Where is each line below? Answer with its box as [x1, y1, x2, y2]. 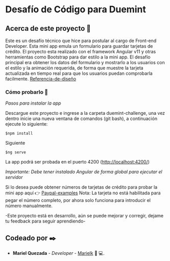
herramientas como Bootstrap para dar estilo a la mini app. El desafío [5, 54, 151, 60]
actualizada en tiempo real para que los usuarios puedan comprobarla [5, 70, 153, 76]
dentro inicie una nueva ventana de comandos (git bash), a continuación [5, 115, 157, 122]
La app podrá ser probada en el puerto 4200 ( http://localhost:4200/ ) [5, 159, 150, 165]
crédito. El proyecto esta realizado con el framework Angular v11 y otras [5, 49, 156, 54]
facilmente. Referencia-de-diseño [5, 76, 77, 82]
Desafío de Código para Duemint [5, 4, 147, 15]
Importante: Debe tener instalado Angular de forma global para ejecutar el [5, 169, 162, 175]
